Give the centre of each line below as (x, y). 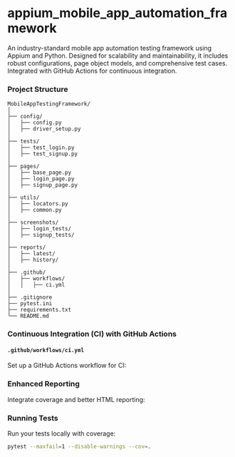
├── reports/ (27, 247)
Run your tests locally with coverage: (62, 433)
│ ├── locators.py (38, 204)
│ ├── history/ (33, 260)
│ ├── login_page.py (41, 179)
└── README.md (28, 316)
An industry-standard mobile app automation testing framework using (110, 48)
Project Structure (38, 89)
